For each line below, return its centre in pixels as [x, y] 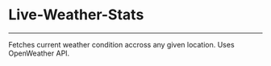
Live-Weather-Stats [76, 15]
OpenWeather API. [39, 53]
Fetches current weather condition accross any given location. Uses [122, 44]
